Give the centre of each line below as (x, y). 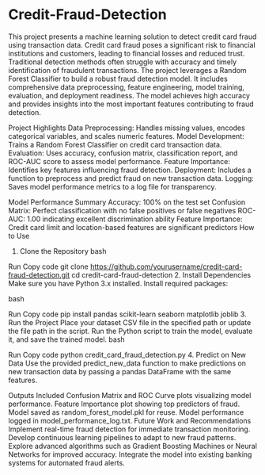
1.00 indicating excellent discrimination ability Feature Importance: (135, 219)
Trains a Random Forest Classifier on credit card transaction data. (115, 144)
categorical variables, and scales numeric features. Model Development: (126, 136)
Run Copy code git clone (48, 266)
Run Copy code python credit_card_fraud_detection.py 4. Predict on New (127, 354)
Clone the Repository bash (63, 251)
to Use (19, 236)
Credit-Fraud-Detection (88, 15)
